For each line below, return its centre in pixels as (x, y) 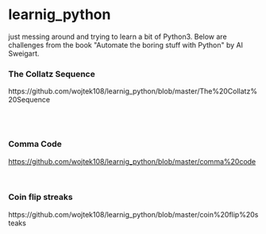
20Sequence (29, 100)
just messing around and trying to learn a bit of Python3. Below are (118, 36)
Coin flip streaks (40, 198)
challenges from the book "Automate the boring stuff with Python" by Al (126, 44)
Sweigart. (24, 53)
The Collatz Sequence (52, 74)
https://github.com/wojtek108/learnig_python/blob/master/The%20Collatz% (133, 91)
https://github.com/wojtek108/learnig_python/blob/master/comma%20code (132, 161)
